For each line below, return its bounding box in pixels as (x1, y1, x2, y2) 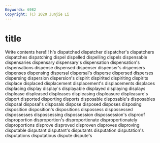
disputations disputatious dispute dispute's (5, 133, 93, 139)
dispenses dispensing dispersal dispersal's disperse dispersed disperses (5, 70, 154, 76)
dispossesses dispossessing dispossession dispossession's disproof (5, 112, 145, 118)
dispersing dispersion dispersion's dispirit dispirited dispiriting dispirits (5, 75, 149, 81)
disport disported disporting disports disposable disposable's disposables (5, 96, 156, 102)
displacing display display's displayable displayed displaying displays (5, 86, 146, 91)
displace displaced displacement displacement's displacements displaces (5, 81, 155, 86)
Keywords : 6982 (5, 7, 36, 12)
